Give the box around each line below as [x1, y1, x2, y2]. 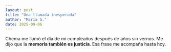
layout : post [5, 7, 33, 13]
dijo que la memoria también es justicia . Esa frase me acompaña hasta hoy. [5, 41, 166, 47]
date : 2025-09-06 [5, 21, 42, 27]
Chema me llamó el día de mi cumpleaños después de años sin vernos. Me [5, 36, 163, 42]
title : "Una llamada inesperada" [5, 12, 77, 17]
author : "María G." [5, 17, 47, 22]
